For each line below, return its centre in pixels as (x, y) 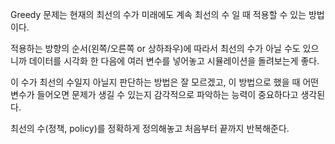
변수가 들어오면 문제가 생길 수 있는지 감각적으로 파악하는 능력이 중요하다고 (154, 94)
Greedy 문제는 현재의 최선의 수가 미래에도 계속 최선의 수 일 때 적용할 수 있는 (158, 14)
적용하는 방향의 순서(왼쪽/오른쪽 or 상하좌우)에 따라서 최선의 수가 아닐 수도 (155, 48)
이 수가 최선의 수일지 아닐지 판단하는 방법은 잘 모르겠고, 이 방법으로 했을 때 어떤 (165, 82)
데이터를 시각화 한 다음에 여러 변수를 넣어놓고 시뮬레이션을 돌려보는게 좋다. (174, 61)
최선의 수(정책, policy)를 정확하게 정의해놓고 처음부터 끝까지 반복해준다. (150, 128)
